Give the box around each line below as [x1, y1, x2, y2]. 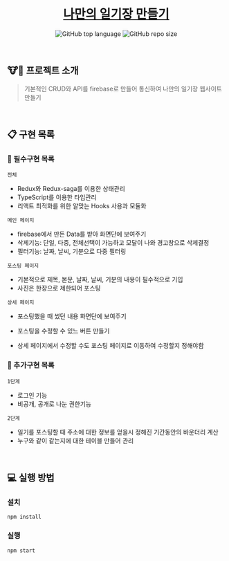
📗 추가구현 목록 [7, 360, 55, 370]
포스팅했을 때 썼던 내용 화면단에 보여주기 [17, 312, 127, 320]
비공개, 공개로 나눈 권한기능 [17, 399, 92, 408]
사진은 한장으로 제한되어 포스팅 [17, 284, 101, 293]
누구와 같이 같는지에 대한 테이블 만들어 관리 [17, 436, 134, 445]
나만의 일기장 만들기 [63, 6, 170, 22]
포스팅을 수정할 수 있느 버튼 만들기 [17, 327, 110, 335]
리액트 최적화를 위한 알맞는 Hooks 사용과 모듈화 [17, 202, 147, 210]
